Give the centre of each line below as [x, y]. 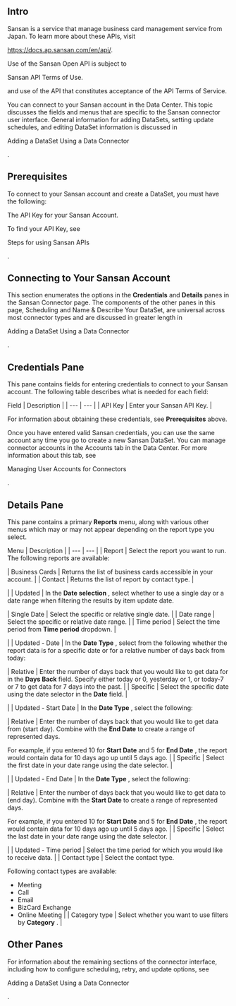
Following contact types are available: [62, 871]
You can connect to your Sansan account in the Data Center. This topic [110, 105]
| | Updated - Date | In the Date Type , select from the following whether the [117, 643]
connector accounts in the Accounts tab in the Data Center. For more [107, 448]
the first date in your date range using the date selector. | [90, 765]
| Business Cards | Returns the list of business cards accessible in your [110, 572]
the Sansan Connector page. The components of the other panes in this [112, 302]
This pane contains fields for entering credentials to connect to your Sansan [118, 384]
